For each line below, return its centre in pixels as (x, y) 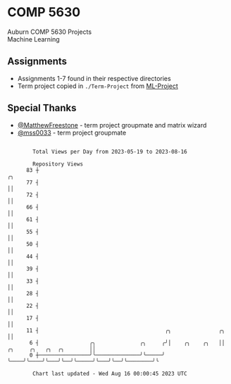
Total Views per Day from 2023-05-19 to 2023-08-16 (110, 151)
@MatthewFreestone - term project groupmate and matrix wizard (112, 125)
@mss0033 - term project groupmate (72, 132)
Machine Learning (33, 39)
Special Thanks (42, 108)
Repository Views (58, 164)
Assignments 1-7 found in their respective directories (94, 78)
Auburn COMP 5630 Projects (50, 32)
